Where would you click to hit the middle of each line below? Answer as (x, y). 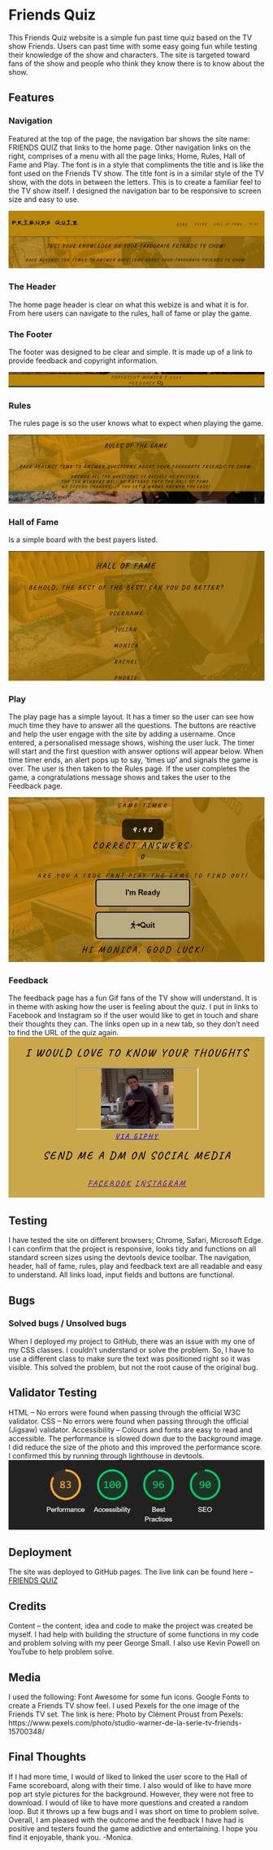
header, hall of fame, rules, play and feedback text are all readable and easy (135, 1266)
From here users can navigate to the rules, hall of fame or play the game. (130, 313)
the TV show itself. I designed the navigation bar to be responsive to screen (135, 190)
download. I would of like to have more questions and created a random (128, 1802)
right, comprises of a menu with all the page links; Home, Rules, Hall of (127, 155)
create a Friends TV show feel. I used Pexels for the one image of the (124, 1706)
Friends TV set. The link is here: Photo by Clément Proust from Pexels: (126, 1714)
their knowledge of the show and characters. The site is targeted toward (129, 55)
